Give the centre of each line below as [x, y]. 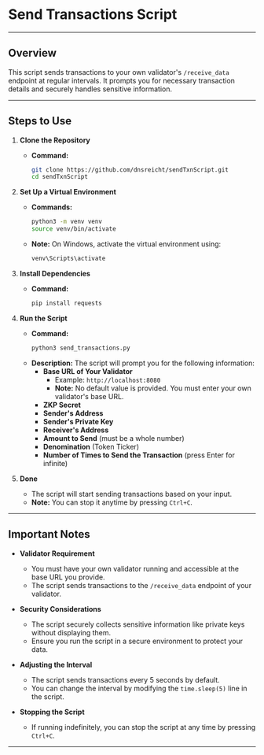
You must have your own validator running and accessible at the [135, 568]
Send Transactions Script [93, 15]
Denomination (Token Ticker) [91, 446]
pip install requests [66, 303]
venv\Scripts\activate [68, 259]
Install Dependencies [55, 273]
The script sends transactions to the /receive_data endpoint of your [141, 585]
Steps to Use [40, 121]
